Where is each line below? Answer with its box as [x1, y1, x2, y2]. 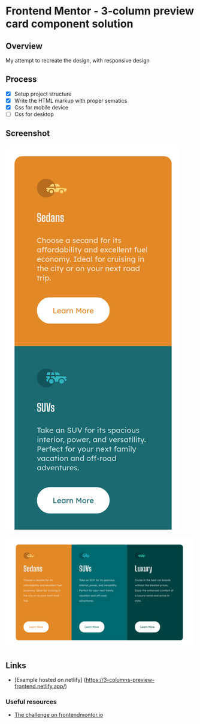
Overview [5, 41, 43, 51]
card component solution [5, 17, 134, 31]
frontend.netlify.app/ [14, 683, 65, 690]
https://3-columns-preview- [85, 676, 155, 683]
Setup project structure [14, 90, 72, 97]
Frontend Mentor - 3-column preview [5, 4, 195, 18]
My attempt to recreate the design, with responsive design [5, 57, 150, 64]
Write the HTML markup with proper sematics [14, 97, 128, 104]
